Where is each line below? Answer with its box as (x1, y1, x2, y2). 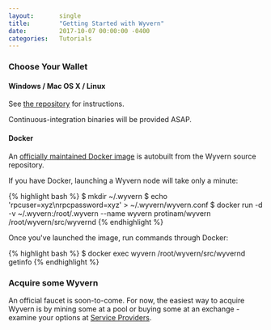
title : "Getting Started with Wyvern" (8, 19, 164, 27)
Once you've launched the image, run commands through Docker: (8, 232, 229, 243)
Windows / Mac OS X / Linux (8, 81, 106, 91)
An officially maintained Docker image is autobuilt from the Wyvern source (8, 151, 256, 161)
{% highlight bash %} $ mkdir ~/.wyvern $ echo (8, 191, 168, 201)
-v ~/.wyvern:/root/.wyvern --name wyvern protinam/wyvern (8, 208, 212, 218)
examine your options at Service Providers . (8, 312, 152, 322)
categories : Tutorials (8, 34, 92, 43)
